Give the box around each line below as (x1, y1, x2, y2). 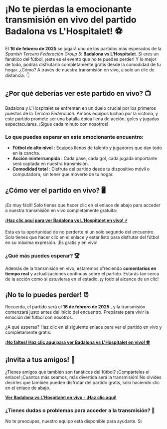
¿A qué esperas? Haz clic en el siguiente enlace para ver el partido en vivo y (5, 324, 162, 330)
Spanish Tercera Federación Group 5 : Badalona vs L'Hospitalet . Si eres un (5, 51, 159, 57)
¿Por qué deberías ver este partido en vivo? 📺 (5, 89, 152, 98)
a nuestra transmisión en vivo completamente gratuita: (5, 207, 117, 213)
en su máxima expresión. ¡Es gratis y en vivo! (5, 239, 98, 245)
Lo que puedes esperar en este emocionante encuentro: (5, 133, 144, 140)
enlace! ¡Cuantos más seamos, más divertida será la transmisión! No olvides (5, 374, 162, 380)
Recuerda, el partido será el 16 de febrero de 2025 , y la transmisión (5, 303, 146, 310)
